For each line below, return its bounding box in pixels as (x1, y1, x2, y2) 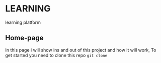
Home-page (5, 34, 44, 42)
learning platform (5, 19, 41, 25)
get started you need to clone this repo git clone (5, 52, 108, 58)
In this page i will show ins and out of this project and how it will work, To (5, 47, 156, 53)
